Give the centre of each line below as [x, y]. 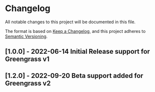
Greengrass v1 [27, 59]
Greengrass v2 [28, 83]
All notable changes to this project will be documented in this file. [70, 22]
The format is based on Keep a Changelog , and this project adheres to [75, 31]
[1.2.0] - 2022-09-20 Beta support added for [74, 76]
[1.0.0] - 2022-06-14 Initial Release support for [77, 52]
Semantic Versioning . [26, 36]
